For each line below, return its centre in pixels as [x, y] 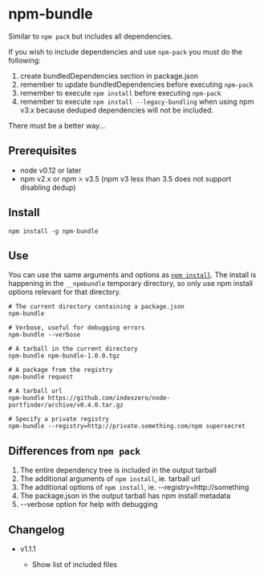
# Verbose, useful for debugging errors [77, 328]
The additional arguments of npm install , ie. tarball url [110, 479]
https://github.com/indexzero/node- [109, 398]
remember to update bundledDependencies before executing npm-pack [136, 84]
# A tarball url [35, 391]
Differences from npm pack [75, 451]
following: [24, 60]
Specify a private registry [63, 419]
